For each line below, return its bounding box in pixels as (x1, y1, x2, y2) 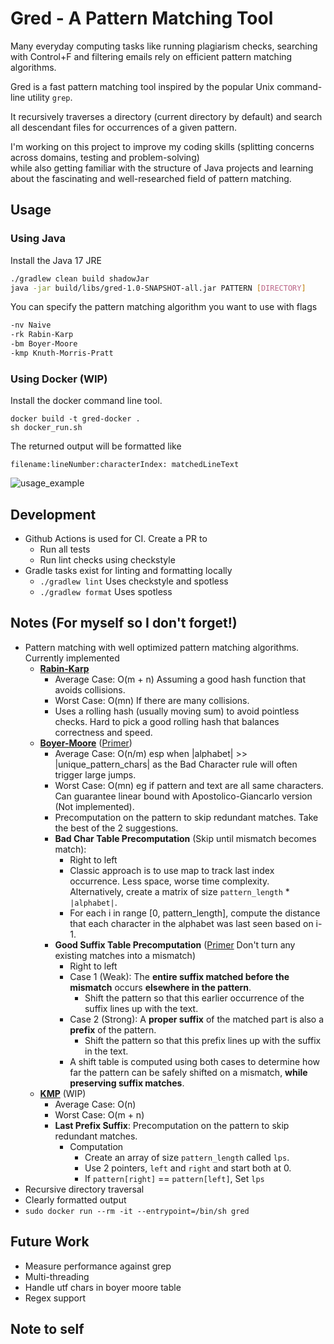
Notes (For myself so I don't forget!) (10, 615, 238, 632)
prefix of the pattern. (69, 1023, 157, 1036)
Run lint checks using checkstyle (39, 553, 176, 566)
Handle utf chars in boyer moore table (24, 1281, 182, 1293)
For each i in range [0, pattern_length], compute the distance (69, 907, 321, 919)
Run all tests (39, 543, 91, 555)
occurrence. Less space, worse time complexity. (69, 875, 270, 887)
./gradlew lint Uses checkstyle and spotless (39, 575, 229, 587)
